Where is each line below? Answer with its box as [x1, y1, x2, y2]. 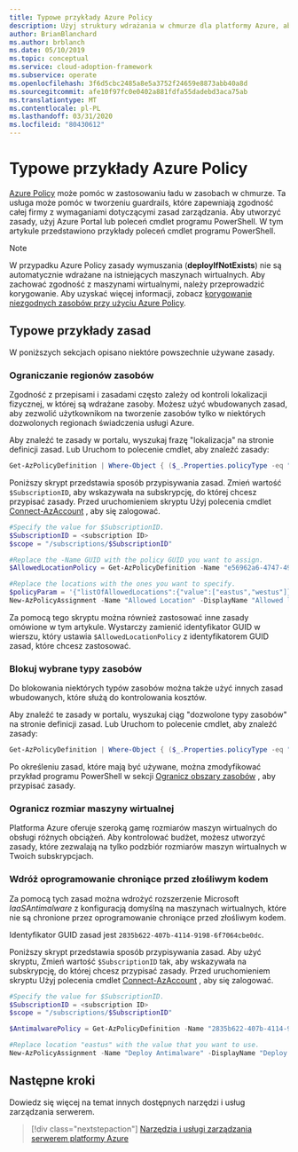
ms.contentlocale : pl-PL [9, 104, 101, 113]
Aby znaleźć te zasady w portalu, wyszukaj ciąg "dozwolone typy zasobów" [9, 709, 288, 720]
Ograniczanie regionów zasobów [9, 369, 154, 382]
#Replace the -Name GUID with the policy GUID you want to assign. [9, 556, 264, 564]
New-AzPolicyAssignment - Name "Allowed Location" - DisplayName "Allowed [9, 596, 284, 605]
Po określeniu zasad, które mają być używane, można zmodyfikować [9, 761, 262, 772]
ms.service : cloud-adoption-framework [9, 63, 153, 72]
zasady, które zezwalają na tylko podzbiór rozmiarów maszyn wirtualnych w [9, 841, 287, 852]
